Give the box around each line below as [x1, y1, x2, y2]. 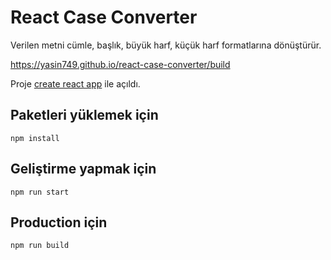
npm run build [10, 241, 70, 251]
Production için [10, 214, 108, 231]
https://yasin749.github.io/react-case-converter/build [10, 58, 231, 70]
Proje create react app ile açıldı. [10, 77, 141, 90]
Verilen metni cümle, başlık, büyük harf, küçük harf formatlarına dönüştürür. [10, 39, 322, 51]
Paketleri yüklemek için [10, 107, 159, 124]
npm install [10, 133, 60, 143]
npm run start [10, 187, 70, 197]
